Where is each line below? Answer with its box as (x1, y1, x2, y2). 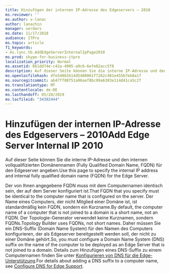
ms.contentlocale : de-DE (5, 87, 58, 93)
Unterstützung (5, 258, 35, 264)
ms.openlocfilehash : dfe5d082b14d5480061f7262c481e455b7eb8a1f (5, 73, 142, 78)
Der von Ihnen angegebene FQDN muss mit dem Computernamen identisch (5, 182, 163, 189)
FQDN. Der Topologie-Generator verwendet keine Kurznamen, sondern (5, 215, 153, 221)
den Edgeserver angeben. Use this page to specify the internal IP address (5, 167, 158, 173)
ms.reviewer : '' (5, 12, 39, 17)
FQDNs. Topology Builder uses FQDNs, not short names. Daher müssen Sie (5, 220, 161, 226)
